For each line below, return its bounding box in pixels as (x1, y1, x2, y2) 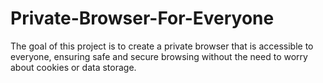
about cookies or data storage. (10, 61, 137, 73)
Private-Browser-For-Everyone (10, 7, 275, 30)
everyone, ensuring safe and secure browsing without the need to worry (10, 50, 308, 62)
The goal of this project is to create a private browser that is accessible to (10, 40, 314, 52)
